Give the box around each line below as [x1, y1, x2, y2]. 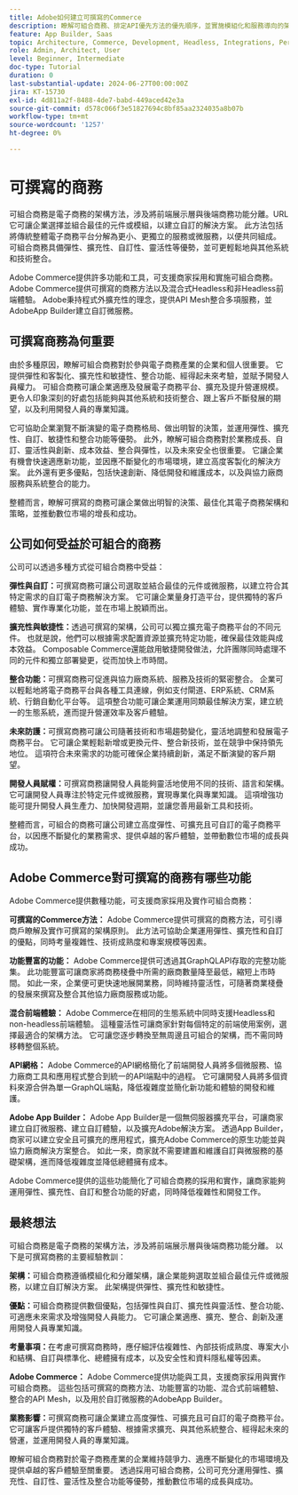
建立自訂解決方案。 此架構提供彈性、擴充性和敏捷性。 [32, 1282, 229, 1292]
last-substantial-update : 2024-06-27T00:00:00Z [9, 79, 189, 88]
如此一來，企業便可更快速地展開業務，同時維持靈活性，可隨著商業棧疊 [26, 978, 284, 988]
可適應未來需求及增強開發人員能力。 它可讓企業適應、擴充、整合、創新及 [9, 1312, 276, 1323]
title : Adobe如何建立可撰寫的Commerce [9, 12, 142, 22]
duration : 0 [9, 71, 53, 80]
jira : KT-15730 [9, 87, 66, 96]
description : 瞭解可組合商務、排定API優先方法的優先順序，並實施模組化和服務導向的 [9, 21, 285, 30]
